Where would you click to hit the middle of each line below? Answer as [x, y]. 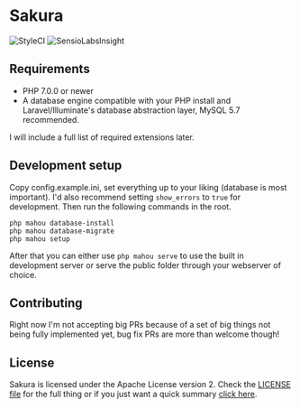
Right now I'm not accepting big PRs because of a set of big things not [140, 325]
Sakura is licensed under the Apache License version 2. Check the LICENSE [150, 385]
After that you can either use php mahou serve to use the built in [127, 255]
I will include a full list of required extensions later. [102, 137]
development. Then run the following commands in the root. [120, 206]
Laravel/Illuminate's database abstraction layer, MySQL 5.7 [131, 110]
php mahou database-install [62, 223]
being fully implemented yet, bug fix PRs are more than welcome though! [145, 334]
